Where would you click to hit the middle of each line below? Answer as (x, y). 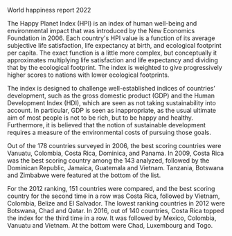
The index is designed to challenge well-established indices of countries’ (111, 88)
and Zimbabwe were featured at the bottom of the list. (84, 175)
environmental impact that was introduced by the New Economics (101, 31)
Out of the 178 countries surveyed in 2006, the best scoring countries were (114, 146)
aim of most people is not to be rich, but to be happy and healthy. (100, 118)
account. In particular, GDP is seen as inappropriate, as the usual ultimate (112, 110)
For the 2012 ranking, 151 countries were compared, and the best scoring (111, 189)
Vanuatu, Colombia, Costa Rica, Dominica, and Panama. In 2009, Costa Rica (116, 153)
